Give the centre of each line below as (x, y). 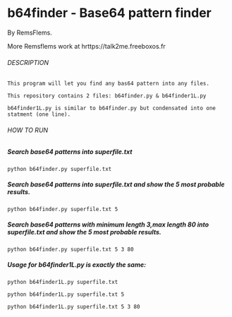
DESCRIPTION (28, 62)
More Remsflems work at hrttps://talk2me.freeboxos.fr (86, 46)
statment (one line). (39, 114)
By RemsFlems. (30, 32)
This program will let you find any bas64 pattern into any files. (109, 84)
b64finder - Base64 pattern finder (109, 13)
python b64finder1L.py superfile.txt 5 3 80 (74, 306)
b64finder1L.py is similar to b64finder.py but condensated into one (112, 108)
